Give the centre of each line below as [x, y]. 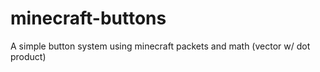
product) [28, 56]
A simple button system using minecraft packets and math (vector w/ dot [160, 46]
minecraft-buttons [88, 18]
